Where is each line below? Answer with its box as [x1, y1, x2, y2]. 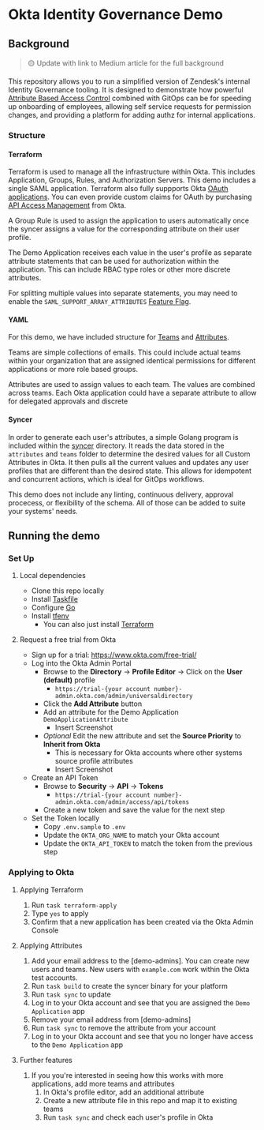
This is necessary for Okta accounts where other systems [54, 748, 243, 757]
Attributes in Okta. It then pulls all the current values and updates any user [8, 457, 250, 467]
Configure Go [31, 603, 76, 613]
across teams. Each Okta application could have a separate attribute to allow [8, 389, 257, 398]
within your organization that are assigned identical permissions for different [8, 356, 256, 366]
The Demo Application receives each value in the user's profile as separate [8, 248, 252, 257]
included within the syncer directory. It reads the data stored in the [8, 441, 225, 450]
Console [31, 925, 59, 935]
